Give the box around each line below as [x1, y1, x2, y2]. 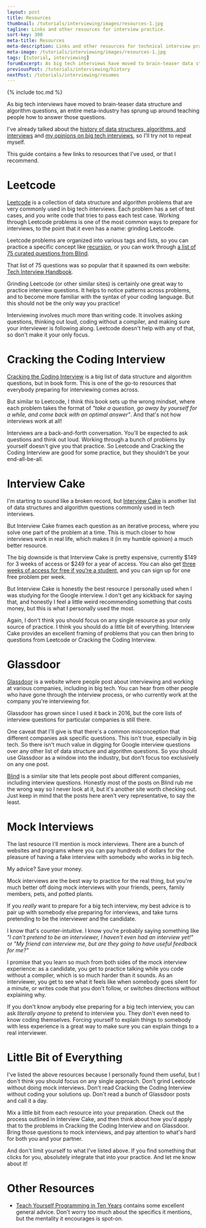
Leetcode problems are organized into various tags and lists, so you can [7, 237, 189, 244]
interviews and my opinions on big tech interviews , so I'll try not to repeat [7, 132, 192, 139]
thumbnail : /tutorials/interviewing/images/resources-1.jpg [7, 20, 164, 26]
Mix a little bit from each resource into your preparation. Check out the [7, 1109, 185, 1116]
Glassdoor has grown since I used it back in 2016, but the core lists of [7, 710, 182, 717]
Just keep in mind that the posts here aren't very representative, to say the [7, 792, 195, 799]
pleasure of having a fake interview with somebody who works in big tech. [7, 853, 194, 860]
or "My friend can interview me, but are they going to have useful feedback [7, 940, 197, 947]
